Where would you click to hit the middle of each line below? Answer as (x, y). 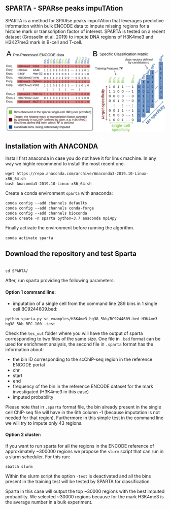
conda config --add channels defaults (46, 203)
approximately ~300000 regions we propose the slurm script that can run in (84, 451)
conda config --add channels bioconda (46, 213)
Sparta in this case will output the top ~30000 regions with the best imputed (85, 491)
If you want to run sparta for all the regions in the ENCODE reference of (80, 446)
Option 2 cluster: (23, 435)
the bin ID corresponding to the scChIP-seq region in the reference (82, 359)
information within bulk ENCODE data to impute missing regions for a (77, 26)
